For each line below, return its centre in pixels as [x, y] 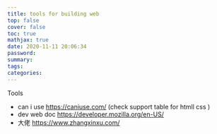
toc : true [22, 33]
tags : [15, 66]
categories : [25, 73]
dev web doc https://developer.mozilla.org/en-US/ [91, 114]
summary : [20, 60]
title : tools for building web [53, 14]
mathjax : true [28, 40]
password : [22, 54]
